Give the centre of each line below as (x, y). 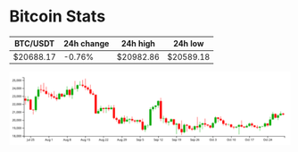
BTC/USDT (35, 44)
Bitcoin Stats (58, 17)
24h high (138, 44)
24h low (188, 44)
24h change (87, 44)
